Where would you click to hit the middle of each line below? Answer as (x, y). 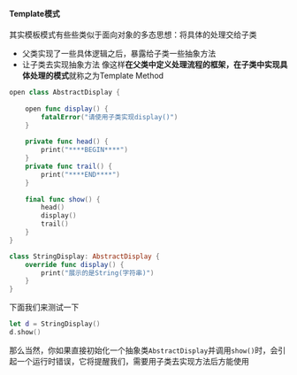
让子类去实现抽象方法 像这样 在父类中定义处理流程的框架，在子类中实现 (151, 65)
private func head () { (67, 142)
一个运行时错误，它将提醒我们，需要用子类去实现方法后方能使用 (133, 361)
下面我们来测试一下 (44, 307)
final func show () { (63, 199)
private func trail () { (69, 167)
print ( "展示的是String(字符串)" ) (98, 273)
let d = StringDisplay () (55, 324)
